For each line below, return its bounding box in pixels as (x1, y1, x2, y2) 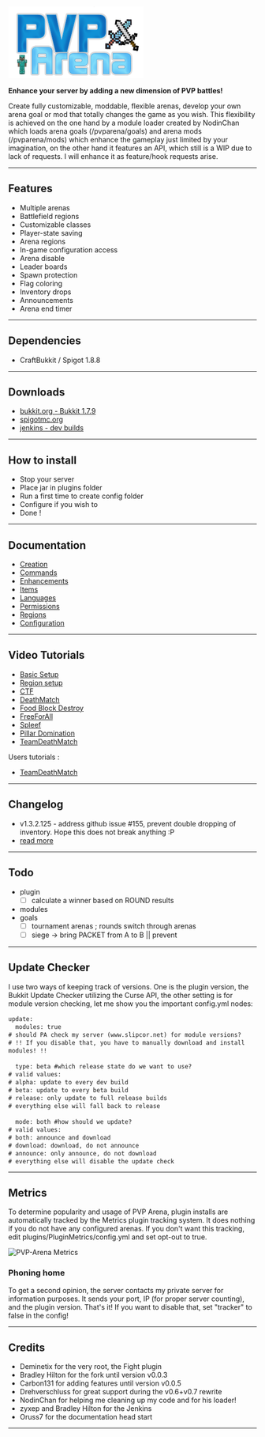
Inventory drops (19, 287, 72, 297)
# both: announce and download (8, 1133, 111, 1141)
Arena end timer (19, 304, 73, 313)
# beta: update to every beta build (8, 1086, 129, 1094)
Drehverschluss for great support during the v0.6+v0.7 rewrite (19, 1387, 222, 1397)
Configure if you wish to (19, 500, 99, 509)
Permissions (19, 602, 61, 611)
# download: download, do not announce (8, 1141, 140, 1149)
